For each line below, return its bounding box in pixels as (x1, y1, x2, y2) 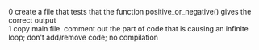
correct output (8, 15, 56, 25)
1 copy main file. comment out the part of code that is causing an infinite (8, 24, 249, 33)
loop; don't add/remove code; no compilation (8, 32, 159, 42)
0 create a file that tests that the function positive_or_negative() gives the (8, 7, 252, 16)
